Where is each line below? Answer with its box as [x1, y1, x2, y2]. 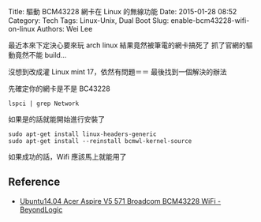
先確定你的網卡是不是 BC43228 [8, 84, 110, 93]
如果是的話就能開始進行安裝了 [8, 115, 105, 124]
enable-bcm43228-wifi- [170, 16, 250, 25]
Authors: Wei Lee [36, 24, 93, 33]
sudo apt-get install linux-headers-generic [8, 130, 157, 138]
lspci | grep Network [8, 100, 80, 107]
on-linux [8, 24, 35, 33]
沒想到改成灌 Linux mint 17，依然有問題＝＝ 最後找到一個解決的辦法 [8, 67, 227, 77]
